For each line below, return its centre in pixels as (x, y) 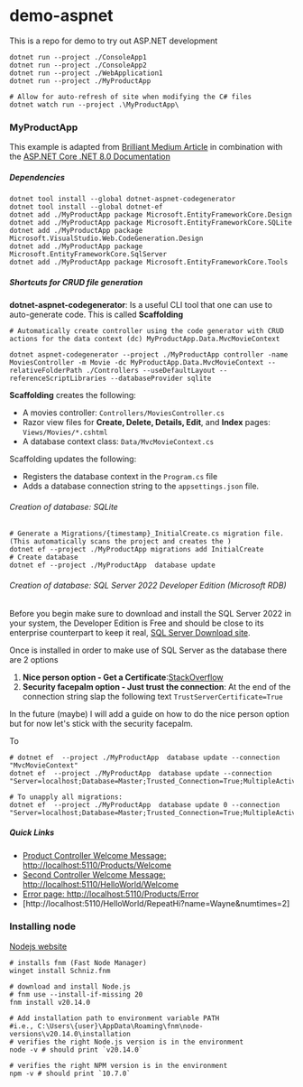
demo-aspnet (62, 16)
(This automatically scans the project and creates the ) (120, 542)
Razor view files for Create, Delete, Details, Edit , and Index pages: (146, 423)
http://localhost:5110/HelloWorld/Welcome (100, 884)
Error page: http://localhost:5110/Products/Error (110, 894)
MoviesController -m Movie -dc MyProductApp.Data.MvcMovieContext (137, 363)
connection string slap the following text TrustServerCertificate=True (152, 696)
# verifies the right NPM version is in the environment (119, 1065)
